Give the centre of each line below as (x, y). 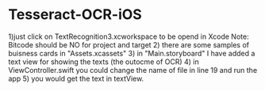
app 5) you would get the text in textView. (76, 78)
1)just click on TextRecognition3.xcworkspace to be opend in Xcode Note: (129, 36)
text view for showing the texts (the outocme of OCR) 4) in (104, 62)
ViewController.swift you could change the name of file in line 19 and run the (133, 70)
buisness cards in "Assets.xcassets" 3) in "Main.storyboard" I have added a (132, 53)
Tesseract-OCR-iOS (75, 15)
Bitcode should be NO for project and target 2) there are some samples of (129, 44)
